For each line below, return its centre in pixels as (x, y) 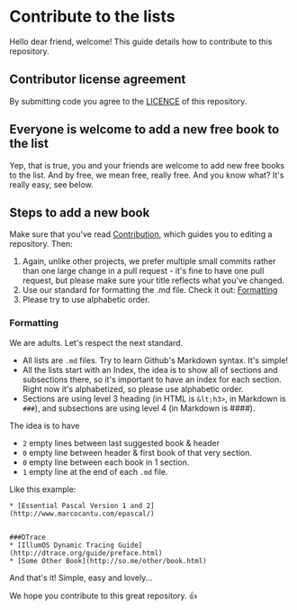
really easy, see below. (52, 184)
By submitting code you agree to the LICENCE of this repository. (128, 101)
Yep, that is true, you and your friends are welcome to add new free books (147, 165)
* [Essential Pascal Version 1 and (76, 505)
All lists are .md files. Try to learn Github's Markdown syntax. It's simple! (155, 360)
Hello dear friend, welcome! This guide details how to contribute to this (141, 41)
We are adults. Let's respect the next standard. (96, 342)
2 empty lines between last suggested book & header (121, 442)
